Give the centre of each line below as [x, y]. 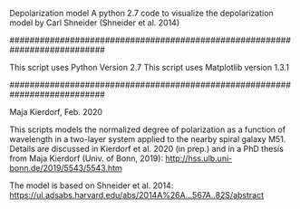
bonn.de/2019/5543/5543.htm [66, 168]
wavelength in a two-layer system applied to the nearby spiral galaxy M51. [148, 139]
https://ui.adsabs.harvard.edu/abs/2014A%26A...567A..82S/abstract [137, 195]
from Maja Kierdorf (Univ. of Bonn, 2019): [87, 158]
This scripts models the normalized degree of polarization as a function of [148, 129]
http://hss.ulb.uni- [199, 158]
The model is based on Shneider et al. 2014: [92, 185]
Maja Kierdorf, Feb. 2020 [56, 112]
